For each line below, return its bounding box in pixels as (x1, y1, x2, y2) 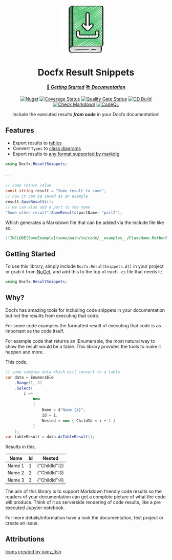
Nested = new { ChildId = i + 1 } (41, 418, 116, 423)
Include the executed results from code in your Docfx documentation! (12, 111, 160, 117)
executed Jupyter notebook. (5, 505, 65, 511)
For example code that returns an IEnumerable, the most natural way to (5, 338, 155, 344)
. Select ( (14, 385, 33, 391)
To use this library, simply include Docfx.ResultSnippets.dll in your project (5, 263, 164, 269)
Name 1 (7, 462, 25, 469)
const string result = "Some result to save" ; (5, 189, 106, 194)
